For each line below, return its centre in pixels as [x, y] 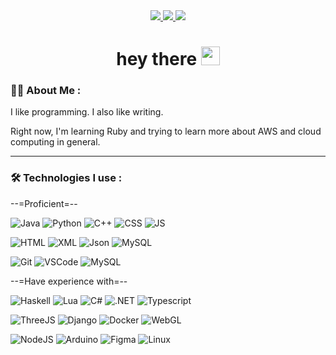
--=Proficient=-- [44, 203]
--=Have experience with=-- [69, 281]
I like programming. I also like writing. [87, 112]
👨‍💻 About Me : [46, 91]
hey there [157, 59]
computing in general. [55, 142]
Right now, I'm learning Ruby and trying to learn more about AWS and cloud [166, 131]
